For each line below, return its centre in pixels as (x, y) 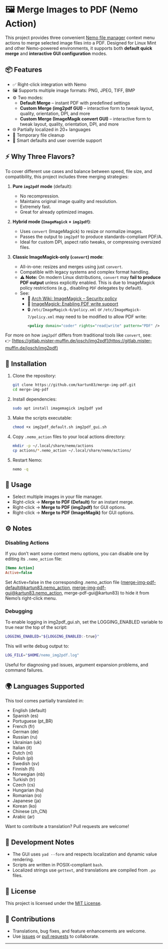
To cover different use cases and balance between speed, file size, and (79, 171)
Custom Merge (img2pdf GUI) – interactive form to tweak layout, (87, 108)
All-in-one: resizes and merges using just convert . (71, 266)
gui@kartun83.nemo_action (33, 592)
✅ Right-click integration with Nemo (49, 84)
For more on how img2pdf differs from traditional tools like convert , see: (78, 335)
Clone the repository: (34, 376)
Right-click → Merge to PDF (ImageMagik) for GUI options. (73, 512)
